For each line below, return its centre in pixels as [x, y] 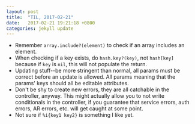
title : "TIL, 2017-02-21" [40, 17]
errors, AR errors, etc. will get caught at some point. [79, 108]
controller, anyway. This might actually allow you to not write [90, 96]
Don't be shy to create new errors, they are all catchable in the [92, 89]
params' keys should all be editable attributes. [72, 83]
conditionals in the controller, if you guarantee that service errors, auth [102, 103]
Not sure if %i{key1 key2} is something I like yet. [74, 115]
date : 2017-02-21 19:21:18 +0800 [51, 23]
